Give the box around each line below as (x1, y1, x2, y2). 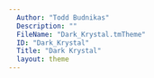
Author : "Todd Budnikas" (16, 13, 110, 22)
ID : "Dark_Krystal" (16, 38, 90, 48)
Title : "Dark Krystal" (16, 47, 102, 56)
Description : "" (16, 22, 77, 30)
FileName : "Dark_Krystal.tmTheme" (16, 30, 146, 39)
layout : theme (16, 55, 69, 64)
